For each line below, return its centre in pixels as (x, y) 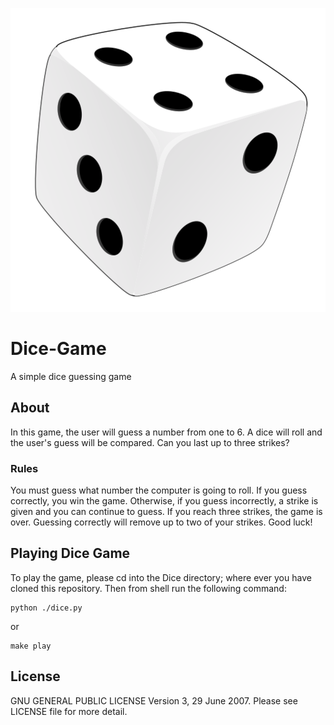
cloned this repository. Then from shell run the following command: (148, 588)
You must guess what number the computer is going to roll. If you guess (159, 490)
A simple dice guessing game (71, 376)
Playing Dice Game (70, 553)
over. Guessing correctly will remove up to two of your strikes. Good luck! (161, 522)
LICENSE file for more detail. (69, 711)
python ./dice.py (46, 608)
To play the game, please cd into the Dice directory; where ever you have (161, 577)
